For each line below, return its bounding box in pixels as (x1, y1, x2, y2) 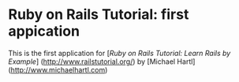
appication (8, 22, 80, 40)
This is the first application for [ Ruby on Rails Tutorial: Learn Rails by (8, 48, 231, 58)
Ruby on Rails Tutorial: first (8, 6, 189, 24)
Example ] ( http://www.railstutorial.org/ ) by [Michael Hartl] (8, 57, 196, 66)
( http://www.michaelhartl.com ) (8, 65, 108, 74)
